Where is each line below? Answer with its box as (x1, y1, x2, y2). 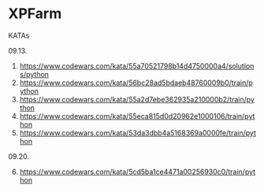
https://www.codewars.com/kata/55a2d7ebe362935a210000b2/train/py (19, 94, 255, 104)
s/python (19, 69, 50, 79)
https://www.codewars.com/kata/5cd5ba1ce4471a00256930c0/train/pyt (19, 167, 256, 176)
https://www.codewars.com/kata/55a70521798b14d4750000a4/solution (19, 61, 255, 71)
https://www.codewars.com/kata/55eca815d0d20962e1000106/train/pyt (19, 111, 255, 120)
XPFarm (8, 5, 62, 23)
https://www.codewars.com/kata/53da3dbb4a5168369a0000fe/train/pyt (19, 127, 256, 138)
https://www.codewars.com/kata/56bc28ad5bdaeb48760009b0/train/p (19, 78, 254, 87)
